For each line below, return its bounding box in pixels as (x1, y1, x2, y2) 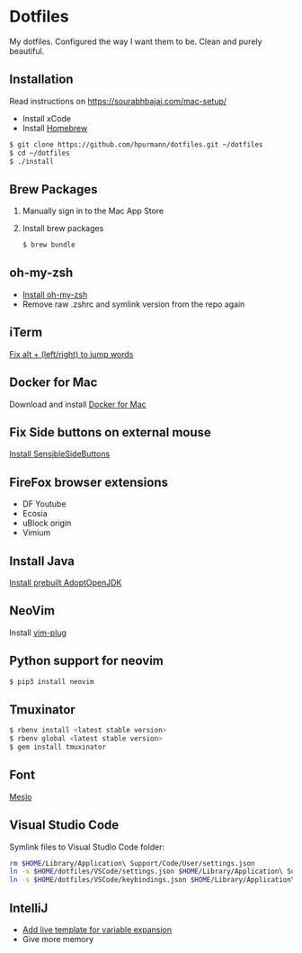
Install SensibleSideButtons (9, 448, 111, 460)
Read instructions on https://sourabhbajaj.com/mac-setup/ (9, 95, 227, 106)
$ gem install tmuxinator (9, 742, 106, 751)
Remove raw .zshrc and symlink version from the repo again (22, 299, 245, 310)
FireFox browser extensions (9, 474, 169, 490)
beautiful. (9, 45, 45, 56)
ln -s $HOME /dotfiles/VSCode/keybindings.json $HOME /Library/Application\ (9, 876, 296, 885)
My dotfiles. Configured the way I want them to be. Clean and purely (9, 36, 262, 47)
